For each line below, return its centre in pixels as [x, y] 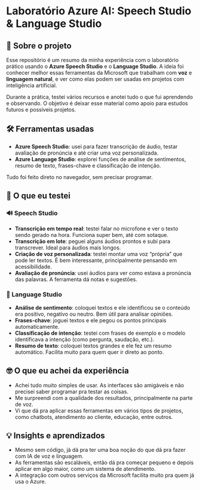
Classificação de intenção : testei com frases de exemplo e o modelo [100, 333]
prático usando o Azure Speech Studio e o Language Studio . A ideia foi [95, 66]
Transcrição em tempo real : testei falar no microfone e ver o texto [96, 229]
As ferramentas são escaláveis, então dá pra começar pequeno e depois [104, 463]
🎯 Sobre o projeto [39, 46]
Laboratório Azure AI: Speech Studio [99, 11]
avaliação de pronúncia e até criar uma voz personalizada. [87, 153]
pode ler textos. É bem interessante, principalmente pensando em [96, 260]
